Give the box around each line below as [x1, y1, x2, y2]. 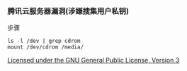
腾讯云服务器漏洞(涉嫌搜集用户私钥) [7, 6, 130, 15]
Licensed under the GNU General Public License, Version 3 [7, 56, 180, 65]
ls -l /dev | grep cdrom [7, 37, 81, 45]
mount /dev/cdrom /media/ [7, 44, 84, 51]
